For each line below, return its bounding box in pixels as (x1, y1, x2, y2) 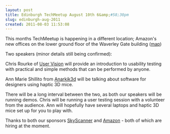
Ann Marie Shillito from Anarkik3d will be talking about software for (5, 76, 147, 82)
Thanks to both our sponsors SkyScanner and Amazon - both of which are (5, 118, 162, 124)
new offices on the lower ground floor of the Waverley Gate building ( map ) (5, 41, 162, 47)
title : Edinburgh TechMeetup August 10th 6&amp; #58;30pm (5, 12, 129, 17)
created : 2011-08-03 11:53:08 (5, 21, 70, 27)
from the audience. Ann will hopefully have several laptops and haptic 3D (5, 102, 159, 109)
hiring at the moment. (5, 123, 51, 129)
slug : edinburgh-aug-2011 (5, 17, 60, 22)
